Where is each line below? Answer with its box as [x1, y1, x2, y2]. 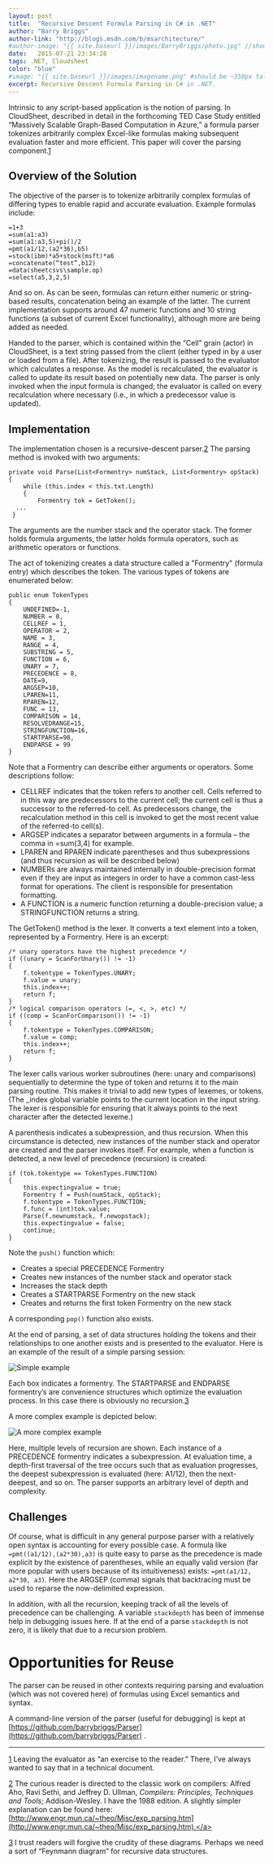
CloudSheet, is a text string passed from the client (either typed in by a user [8, 347, 262, 356]
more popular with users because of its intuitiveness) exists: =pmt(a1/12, [8, 1565, 252, 1575]
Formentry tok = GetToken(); [37, 497, 136, 505]
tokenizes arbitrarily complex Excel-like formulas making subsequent [8, 128, 240, 138]
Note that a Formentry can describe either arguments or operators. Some [8, 762, 253, 772]
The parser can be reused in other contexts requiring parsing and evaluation [8, 1680, 264, 1690]
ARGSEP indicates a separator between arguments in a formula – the [19, 830, 250, 840]
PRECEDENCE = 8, [23, 670, 79, 678]
